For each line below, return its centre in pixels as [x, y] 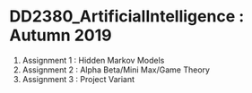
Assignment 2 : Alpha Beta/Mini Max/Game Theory [116, 70]
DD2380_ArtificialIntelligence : [127, 17]
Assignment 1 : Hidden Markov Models [93, 60]
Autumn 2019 [61, 35]
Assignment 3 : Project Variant [78, 79]
